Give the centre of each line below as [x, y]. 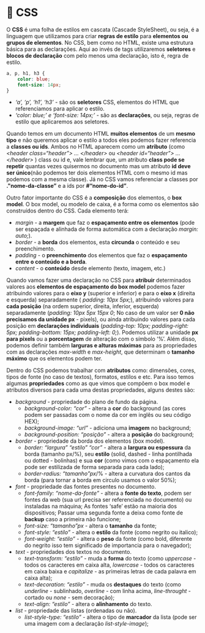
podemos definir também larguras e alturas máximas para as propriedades [102, 346]
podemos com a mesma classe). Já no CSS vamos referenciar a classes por [102, 179]
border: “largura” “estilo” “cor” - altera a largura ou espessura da [108, 448]
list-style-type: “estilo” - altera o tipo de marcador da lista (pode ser [110, 617]
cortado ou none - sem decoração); [69, 597]
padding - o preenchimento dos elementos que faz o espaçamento [101, 255]
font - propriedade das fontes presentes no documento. [85, 487]
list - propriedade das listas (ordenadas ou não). [76, 611]
